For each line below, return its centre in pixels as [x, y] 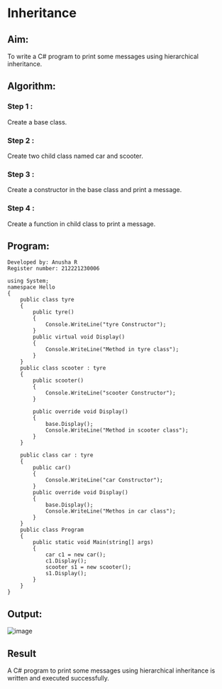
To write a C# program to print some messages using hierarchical [103, 56]
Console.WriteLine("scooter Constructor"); [110, 393]
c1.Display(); [66, 561]
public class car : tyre [57, 455]
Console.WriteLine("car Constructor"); [104, 480]
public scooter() [58, 381]
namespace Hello [31, 287]
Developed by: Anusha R [43, 262]
